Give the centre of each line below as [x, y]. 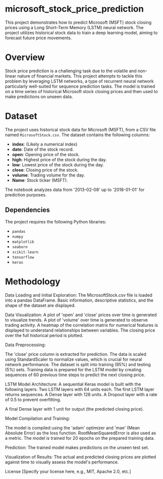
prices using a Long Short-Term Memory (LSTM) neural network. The [74, 27]
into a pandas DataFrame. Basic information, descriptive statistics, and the [79, 300]
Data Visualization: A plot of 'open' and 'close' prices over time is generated [81, 315]
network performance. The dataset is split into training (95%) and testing [78, 364]
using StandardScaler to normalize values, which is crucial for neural [73, 359]
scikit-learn [25, 252]
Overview [25, 57]
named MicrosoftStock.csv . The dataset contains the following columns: [78, 135]
